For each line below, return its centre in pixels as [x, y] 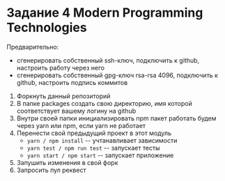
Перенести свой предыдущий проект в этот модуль [94, 133]
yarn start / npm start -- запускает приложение [100, 155]
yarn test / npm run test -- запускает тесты [94, 148]
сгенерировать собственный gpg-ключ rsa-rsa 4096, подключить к [117, 75]
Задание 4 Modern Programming [105, 13]
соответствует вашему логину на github [76, 111]
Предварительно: [33, 47]
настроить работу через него [61, 68]
